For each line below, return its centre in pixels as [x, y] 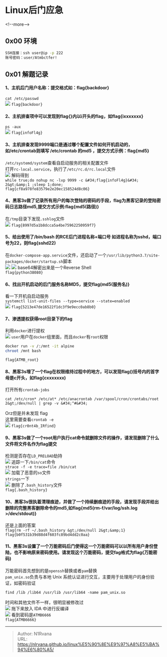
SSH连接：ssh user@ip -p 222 [34, 53]
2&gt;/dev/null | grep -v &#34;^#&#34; [46, 404]
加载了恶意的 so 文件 [31, 473]
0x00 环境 [21, 41]
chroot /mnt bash [23, 351]
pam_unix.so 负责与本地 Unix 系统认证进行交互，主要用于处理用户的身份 [78, 576]
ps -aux [13, 127]
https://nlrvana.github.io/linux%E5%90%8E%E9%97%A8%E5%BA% [88, 644]
